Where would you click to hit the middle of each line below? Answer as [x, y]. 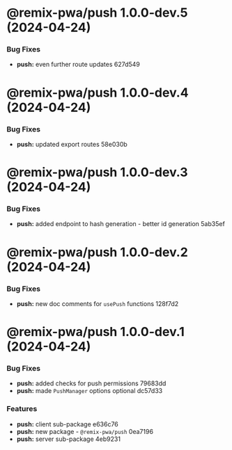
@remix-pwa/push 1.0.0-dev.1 [96, 332]
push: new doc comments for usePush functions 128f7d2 [98, 303]
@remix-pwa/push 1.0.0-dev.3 [98, 172]
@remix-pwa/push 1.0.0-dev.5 [97, 13]
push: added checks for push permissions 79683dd [91, 383]
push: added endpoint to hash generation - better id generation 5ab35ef [121, 224]
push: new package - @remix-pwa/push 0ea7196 [85, 431]
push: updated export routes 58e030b [72, 144]
